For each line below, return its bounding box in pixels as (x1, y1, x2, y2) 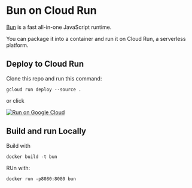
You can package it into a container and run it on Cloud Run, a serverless (6, 35, 187, 42)
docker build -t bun (6, 154, 58, 160)
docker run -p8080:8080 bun (6, 175, 77, 182)
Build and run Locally (6, 126, 87, 136)
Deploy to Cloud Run (6, 59, 84, 69)
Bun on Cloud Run (6, 4, 97, 17)
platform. (6, 41, 29, 49)
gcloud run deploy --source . (6, 86, 82, 92)
